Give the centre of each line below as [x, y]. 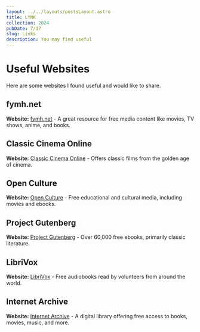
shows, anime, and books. [38, 125]
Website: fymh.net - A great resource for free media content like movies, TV [100, 119]
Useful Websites [48, 69]
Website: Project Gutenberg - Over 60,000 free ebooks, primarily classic [96, 237]
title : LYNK [21, 17]
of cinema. [19, 164]
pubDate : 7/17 [24, 28]
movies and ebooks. [31, 204]
